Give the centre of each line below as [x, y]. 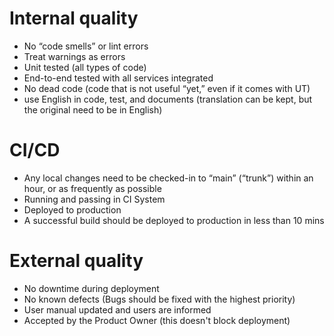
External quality [76, 261]
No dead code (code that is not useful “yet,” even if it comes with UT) [167, 88]
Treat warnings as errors [74, 56]
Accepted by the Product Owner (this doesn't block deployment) [157, 320]
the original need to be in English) [93, 109]
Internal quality [74, 18]
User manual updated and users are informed [117, 309]
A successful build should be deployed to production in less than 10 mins [174, 220]
